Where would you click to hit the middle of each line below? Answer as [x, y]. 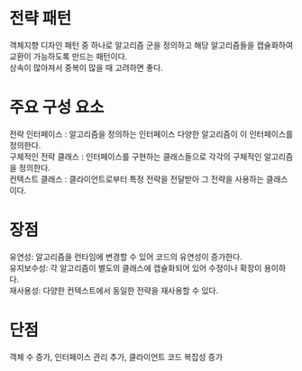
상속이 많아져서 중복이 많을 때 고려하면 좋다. [87, 68]
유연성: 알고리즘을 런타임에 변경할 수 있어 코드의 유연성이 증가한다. [126, 257]
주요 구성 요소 [57, 108]
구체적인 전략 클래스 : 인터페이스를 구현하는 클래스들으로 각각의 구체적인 [136, 156]
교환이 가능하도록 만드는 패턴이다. [69, 56]
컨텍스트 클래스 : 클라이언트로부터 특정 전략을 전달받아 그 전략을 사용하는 [137, 179]
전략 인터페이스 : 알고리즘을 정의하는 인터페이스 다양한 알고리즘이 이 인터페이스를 [151, 134]
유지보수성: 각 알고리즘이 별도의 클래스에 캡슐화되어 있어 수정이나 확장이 [136, 267]
